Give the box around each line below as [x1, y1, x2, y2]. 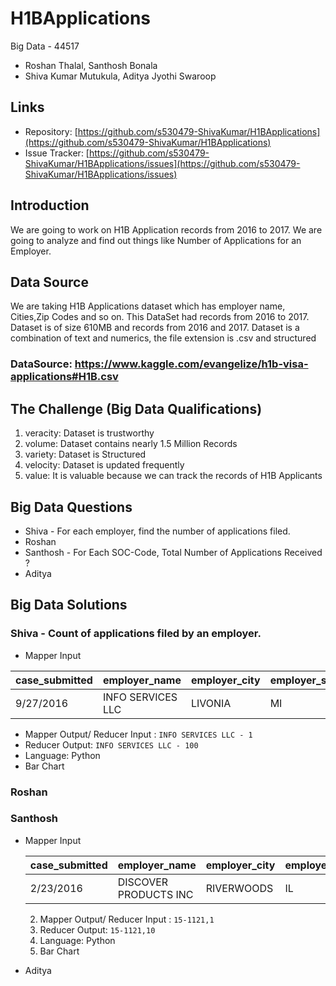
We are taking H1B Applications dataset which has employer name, [10, 300, 286, 312]
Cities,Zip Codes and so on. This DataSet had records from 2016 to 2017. [10, 311, 310, 323]
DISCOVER [117, 875, 169, 889]
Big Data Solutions [10, 597, 128, 614]
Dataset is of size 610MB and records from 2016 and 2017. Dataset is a [10, 322, 300, 334]
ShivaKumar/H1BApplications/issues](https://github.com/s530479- [24, 157, 301, 169]
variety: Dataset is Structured [24, 448, 147, 461]
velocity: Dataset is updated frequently [24, 459, 185, 471]
